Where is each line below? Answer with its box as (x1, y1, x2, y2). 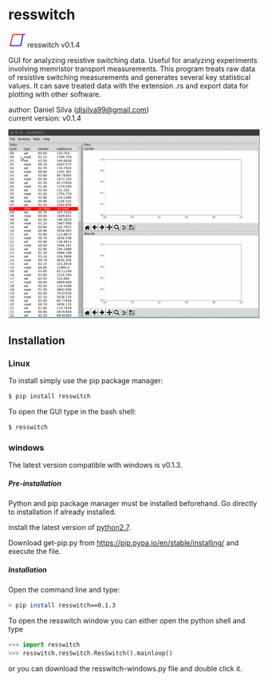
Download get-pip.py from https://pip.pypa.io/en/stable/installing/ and (8, 538, 239, 548)
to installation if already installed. (8, 507, 117, 517)
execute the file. (8, 547, 61, 556)
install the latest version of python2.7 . (8, 523, 132, 532)
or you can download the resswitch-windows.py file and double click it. (8, 663, 242, 673)
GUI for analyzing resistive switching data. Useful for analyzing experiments (8, 55, 258, 65)
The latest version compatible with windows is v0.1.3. (8, 461, 183, 470)
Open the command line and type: (8, 584, 120, 594)
